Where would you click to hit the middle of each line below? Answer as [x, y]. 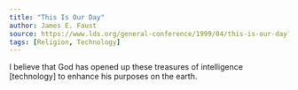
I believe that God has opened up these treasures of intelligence [126, 67]
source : [24, 34]
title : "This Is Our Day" [57, 17]
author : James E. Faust [53, 26]
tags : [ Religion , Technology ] [65, 42]
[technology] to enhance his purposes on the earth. [103, 77]
